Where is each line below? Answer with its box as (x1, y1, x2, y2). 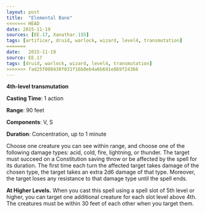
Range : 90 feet (6, 107, 45, 114)
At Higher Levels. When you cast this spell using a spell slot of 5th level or (6, 187, 195, 194)
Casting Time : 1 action (6, 95, 64, 102)
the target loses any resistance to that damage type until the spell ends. (6, 175, 188, 182)
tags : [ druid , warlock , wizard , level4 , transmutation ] (6, 60, 152, 66)
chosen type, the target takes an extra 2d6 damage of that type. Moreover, (6, 168, 196, 176)
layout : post (6, 9, 40, 15)
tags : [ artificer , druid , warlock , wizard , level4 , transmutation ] (6, 37, 183, 44)
